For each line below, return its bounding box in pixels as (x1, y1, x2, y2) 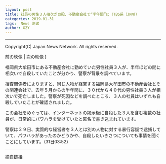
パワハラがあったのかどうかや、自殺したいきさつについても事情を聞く (17, 132, 161, 138)
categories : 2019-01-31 (5, 16, 54, 21)
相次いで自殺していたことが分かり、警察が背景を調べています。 (5, 70, 134, 76)
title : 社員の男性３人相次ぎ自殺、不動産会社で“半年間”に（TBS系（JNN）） (5, 12, 140, 17)
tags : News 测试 (5, 21, 40, 26)
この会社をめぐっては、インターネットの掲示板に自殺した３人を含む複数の (5, 110, 157, 116)
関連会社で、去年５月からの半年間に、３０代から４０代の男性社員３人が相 (9, 87, 161, 93)
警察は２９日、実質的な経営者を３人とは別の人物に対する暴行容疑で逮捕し (5, 127, 157, 132)
